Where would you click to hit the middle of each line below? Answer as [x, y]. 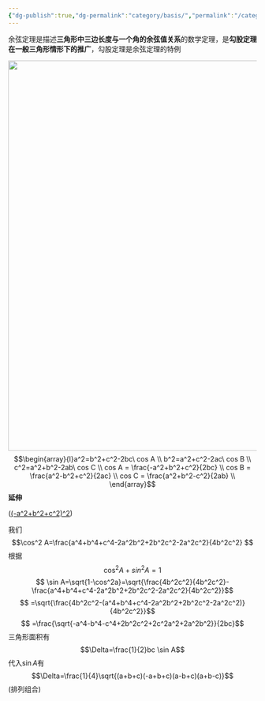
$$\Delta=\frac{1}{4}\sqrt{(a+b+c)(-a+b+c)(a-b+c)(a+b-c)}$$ [132, 676]
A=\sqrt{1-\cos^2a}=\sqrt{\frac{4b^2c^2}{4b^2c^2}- [145, 582]
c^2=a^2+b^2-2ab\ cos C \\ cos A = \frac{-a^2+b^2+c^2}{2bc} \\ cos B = [132, 467]
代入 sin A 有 [26, 663]
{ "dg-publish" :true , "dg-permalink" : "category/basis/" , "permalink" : [121, 15]
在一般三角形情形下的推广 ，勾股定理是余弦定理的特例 [95, 49]
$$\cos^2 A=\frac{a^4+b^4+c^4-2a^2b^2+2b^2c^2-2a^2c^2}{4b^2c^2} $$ [132, 542]
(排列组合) [25, 689]
